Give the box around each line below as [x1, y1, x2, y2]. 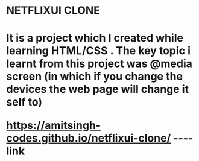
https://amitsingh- [6, 119, 101, 133]
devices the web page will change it [6, 83, 189, 96]
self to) [6, 95, 43, 109]
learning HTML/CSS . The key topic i [6, 44, 191, 58]
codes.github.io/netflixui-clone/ [6, 131, 171, 145]
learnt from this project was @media [6, 57, 193, 71]
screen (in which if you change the [6, 70, 183, 83]
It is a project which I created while [6, 31, 184, 45]
